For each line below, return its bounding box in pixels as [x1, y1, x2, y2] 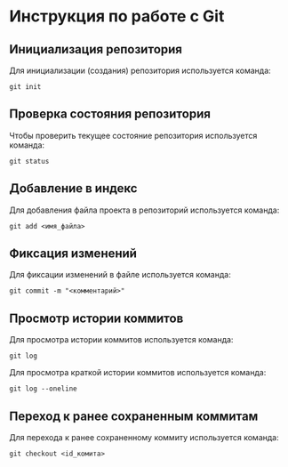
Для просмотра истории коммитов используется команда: [9, 334, 234, 345]
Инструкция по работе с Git [9, 6, 225, 27]
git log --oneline [9, 384, 77, 393]
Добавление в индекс [9, 181, 138, 197]
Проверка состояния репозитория [9, 107, 212, 122]
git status [9, 157, 50, 165]
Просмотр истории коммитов [9, 310, 184, 326]
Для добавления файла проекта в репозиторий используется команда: [9, 205, 280, 215]
